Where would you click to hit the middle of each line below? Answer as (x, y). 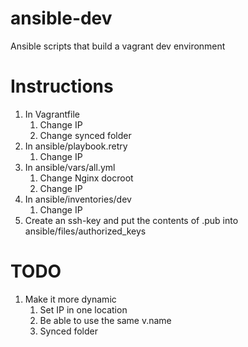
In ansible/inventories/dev (78, 199)
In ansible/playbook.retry (76, 146)
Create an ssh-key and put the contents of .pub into (131, 220)
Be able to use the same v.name (105, 320)
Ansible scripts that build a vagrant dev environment (118, 46)
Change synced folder (85, 135)
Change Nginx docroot (86, 178)
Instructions (62, 86)
